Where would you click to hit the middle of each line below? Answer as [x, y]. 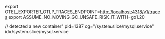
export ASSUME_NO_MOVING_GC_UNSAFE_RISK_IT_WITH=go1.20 [77, 17]
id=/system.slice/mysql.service [37, 31]
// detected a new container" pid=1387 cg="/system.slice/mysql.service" [80, 26]
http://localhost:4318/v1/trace [130, 12]
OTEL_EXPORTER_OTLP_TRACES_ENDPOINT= [53, 12]
